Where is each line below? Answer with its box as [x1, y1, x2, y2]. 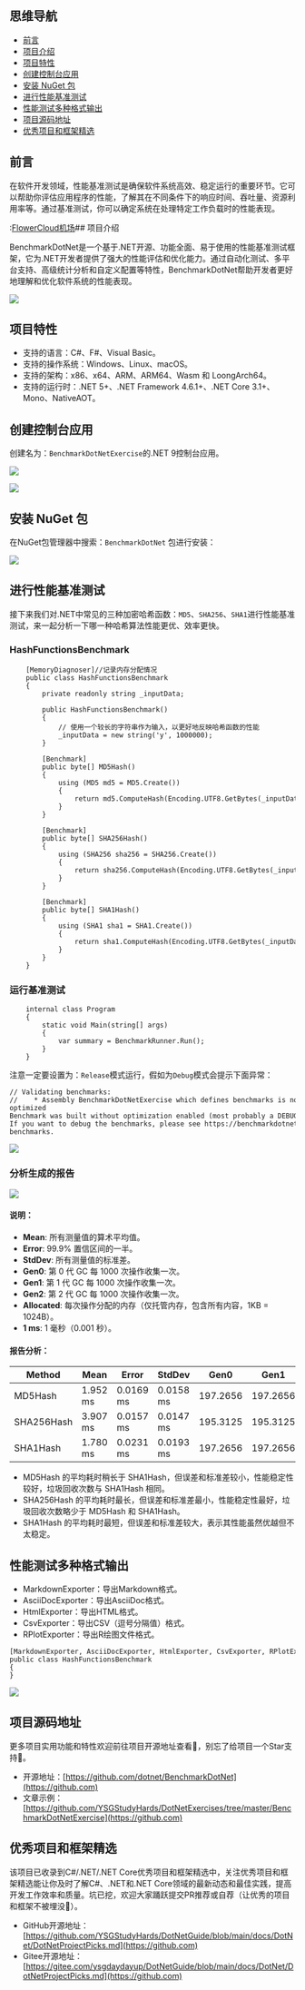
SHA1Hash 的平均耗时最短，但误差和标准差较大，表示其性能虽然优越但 [22, 1517, 287, 1528]
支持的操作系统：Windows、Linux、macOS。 [22, 359, 193, 369]
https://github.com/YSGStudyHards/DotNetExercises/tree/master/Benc [25, 1802, 292, 1813]
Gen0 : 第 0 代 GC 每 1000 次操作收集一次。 [22, 1266, 185, 1276]
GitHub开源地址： [22, 1919, 89, 1931]
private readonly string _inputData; [42, 689, 184, 699]
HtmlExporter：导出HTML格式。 [22, 1606, 143, 1617]
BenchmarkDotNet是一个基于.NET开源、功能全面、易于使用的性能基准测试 [9, 241, 288, 252]
